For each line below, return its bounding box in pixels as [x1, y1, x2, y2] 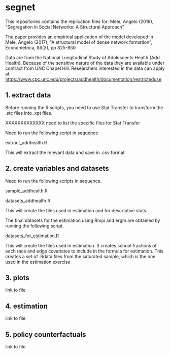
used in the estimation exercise [5, 259, 71, 265]
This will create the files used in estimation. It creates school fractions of [5, 242, 157, 248]
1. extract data [5, 91, 51, 99]
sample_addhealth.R [5, 188, 48, 194]
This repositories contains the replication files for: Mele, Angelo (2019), [5, 18, 154, 24]
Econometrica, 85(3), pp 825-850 [5, 44, 76, 50]
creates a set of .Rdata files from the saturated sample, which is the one [5, 253, 156, 259]
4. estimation [5, 301, 48, 310]
